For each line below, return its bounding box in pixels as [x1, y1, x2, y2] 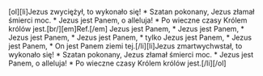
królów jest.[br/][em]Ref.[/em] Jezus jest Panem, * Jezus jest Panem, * [8, 24, 245, 33]
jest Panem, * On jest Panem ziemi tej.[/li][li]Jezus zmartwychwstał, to [8, 41, 243, 51]
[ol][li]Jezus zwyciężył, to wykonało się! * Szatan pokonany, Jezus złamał [8, 7, 255, 16]
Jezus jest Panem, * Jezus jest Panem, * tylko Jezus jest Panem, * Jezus [8, 32, 252, 42]
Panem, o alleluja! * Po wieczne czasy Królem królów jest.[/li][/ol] [8, 58, 227, 68]
